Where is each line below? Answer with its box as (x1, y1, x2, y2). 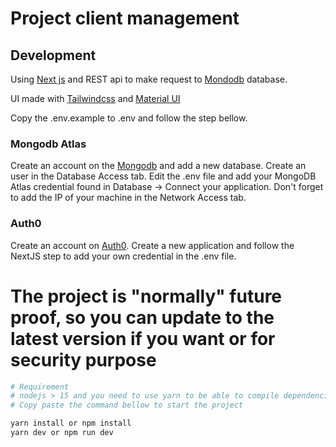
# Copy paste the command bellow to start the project (10, 400, 244, 411)
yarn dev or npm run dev (10, 428, 114, 438)
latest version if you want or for (10, 327, 276, 350)
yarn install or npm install (10, 418, 132, 429)
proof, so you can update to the (10, 306, 275, 329)
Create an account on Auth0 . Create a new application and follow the (10, 239, 295, 251)
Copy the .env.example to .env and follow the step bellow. (10, 112, 248, 124)
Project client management (10, 7, 240, 30)
